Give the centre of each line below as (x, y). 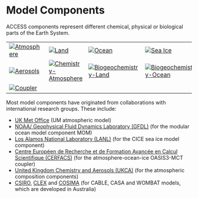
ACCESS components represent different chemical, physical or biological (95, 27)
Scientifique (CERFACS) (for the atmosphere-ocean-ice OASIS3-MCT (99, 157)
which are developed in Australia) (55, 189)
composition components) (47, 176)
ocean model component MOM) (53, 133)
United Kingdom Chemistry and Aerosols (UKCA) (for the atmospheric (99, 170)
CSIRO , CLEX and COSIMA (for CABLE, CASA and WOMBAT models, (98, 183)
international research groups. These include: (61, 108)
